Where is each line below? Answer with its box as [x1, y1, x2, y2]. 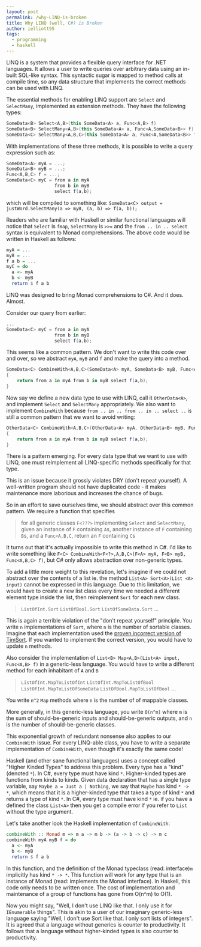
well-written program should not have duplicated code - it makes [6, 483, 166, 490]
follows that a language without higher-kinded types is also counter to [6, 927, 179, 934]
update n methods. [6, 642, 53, 650]
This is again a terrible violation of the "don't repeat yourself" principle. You [6, 617, 193, 624]
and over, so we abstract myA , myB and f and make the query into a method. [6, 355, 190, 362]
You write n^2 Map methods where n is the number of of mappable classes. [6, 696, 188, 704]
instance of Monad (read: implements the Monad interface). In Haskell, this [6, 877, 191, 885]
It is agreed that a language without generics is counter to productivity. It [6, 921, 185, 928]
